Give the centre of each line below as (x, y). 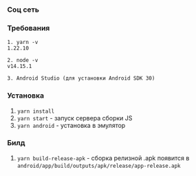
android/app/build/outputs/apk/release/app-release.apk (99, 166)
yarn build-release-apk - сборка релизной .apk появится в (103, 158)
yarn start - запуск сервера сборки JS (75, 118)
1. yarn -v (23, 43)
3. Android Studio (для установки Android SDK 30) (81, 78)
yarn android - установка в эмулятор (71, 125)
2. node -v (23, 60)
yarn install (36, 111)
